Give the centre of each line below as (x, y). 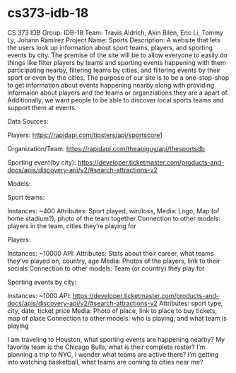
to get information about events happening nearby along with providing (111, 85)
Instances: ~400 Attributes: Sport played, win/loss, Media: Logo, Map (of (113, 211)
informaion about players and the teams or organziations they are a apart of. (118, 93)
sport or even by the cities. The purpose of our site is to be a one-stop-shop (118, 77)
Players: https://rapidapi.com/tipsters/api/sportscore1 (85, 135)
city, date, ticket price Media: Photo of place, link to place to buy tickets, (112, 310)
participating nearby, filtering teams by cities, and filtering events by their (114, 70)
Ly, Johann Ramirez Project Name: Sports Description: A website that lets (114, 40)
